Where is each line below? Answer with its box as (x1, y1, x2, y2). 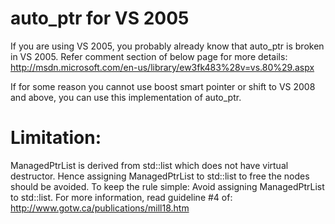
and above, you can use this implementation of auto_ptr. (10, 91, 242, 103)
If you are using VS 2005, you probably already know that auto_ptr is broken (10, 40, 325, 52)
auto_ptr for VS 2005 (10, 7, 190, 30)
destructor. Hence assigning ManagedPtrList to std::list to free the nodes (10, 170, 310, 182)
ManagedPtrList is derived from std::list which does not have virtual (10, 159, 289, 171)
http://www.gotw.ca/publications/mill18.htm (10, 202, 190, 214)
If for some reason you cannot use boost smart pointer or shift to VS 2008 (10, 80, 316, 92)
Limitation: (10, 127, 102, 149)
